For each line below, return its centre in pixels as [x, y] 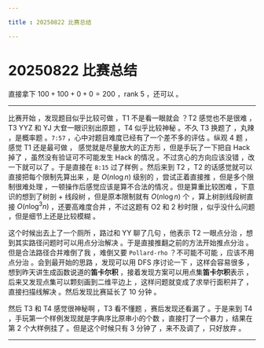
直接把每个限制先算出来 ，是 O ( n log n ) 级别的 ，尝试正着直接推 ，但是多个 [128, 177]
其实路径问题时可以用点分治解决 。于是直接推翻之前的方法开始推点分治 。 [134, 243]
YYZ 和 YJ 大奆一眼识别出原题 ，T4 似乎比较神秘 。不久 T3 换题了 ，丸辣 [136, 127]
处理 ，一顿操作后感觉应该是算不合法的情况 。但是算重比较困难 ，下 [138, 186]
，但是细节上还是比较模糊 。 [54, 216]
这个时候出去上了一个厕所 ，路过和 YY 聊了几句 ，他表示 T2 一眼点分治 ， [127, 233]
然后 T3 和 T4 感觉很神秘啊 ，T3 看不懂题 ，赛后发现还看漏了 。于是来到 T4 [130, 309]
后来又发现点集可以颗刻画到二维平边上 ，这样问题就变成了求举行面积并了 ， [130, 282]
